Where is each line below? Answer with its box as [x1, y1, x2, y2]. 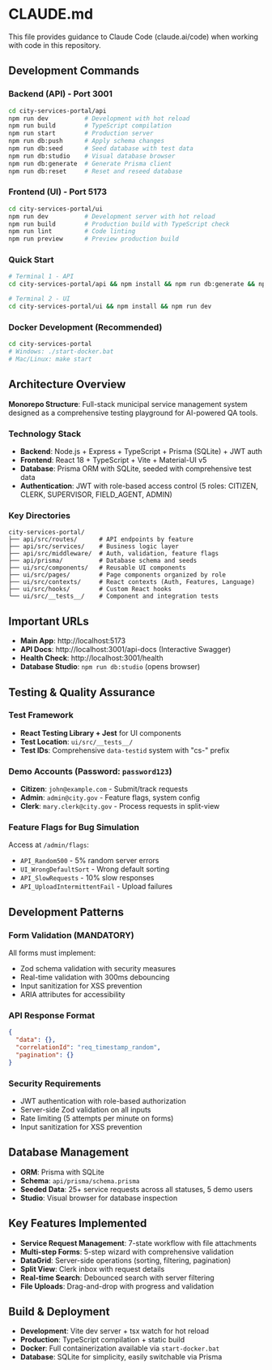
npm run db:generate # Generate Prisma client [8, 159, 172, 167]
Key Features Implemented [8, 1217, 147, 1230]
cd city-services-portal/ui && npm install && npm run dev [8, 302, 212, 311]
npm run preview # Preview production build [8, 235, 180, 244]
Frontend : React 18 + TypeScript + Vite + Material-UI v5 [19, 456, 207, 465]
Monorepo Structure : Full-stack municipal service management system [8, 399, 249, 408]
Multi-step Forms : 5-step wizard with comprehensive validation [19, 1247, 235, 1256]
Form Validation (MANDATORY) [8, 929, 135, 940]
